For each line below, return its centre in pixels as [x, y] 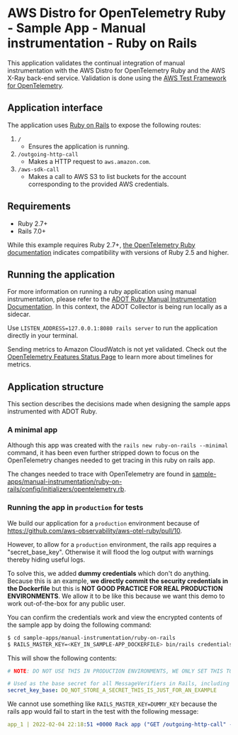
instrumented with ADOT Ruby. [52, 412]
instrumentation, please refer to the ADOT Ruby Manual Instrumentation [112, 299]
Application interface [55, 108]
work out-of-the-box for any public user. [66, 603]
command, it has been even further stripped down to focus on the [103, 453]
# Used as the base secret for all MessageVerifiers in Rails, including [119, 684]
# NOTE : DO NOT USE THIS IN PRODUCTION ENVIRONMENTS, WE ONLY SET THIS [115, 671]
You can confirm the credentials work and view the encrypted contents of [115, 617]
